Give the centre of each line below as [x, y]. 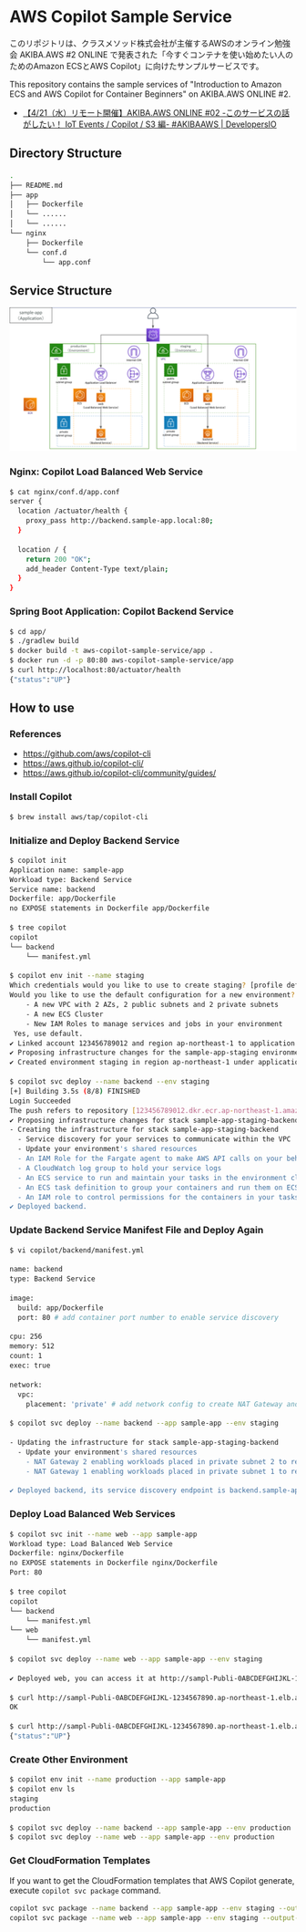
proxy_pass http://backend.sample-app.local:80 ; [120, 521]
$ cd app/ [28, 631]
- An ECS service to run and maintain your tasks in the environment [152, 1178]
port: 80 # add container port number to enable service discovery [148, 1317]
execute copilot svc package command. [85, 1890]
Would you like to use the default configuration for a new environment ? [153, 995]
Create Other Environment [69, 1760]
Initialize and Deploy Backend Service [95, 840]
